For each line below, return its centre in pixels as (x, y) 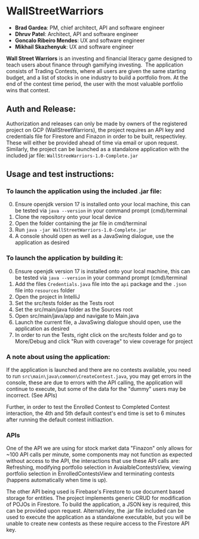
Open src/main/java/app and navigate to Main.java (77, 315)
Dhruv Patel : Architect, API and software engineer (76, 34)
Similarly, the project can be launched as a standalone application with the (98, 149)
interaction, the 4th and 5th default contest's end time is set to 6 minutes (96, 413)
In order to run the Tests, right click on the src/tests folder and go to (98, 335)
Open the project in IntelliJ (47, 296)
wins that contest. (28, 90)
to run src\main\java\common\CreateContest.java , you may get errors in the (99, 377)
